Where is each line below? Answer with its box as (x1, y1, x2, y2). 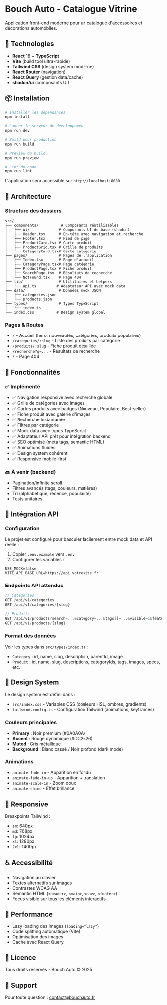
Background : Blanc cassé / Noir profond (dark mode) (12, 746, 123, 752)
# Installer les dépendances (5, 110, 66, 115)
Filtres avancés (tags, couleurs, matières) (12, 485, 97, 491)
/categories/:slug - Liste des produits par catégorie (12, 338, 120, 344)
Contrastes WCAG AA (12, 885, 57, 891)
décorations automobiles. (5, 25, 57, 31)
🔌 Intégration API (5, 510, 59, 518)
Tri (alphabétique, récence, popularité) (12, 491, 91, 497)
